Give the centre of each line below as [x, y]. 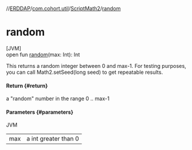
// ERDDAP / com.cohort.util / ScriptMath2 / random [63, 8]
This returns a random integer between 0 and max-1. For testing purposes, [96, 66]
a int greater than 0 [53, 139]
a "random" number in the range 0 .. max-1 [58, 98]
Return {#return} [27, 86]
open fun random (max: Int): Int [43, 54]
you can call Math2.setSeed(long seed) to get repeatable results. [85, 72]
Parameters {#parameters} [40, 112]
